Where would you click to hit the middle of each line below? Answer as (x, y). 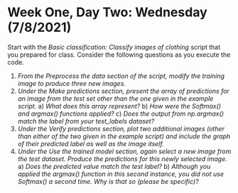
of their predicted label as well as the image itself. (91, 143)
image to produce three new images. (72, 83)
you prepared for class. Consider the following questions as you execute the (119, 55)
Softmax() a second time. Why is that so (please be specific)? (108, 181)
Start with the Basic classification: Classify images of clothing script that (114, 47)
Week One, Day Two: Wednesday (107, 12)
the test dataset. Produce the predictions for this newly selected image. (122, 159)
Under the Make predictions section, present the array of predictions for (123, 91)
